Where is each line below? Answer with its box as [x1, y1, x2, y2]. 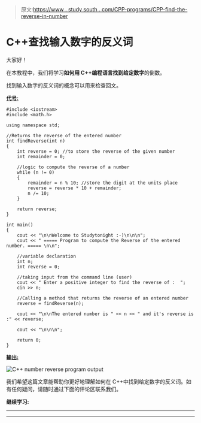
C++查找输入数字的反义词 [6, 35, 133, 49]
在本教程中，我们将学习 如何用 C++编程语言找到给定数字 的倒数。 [6, 69, 166, 76]
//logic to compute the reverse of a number [17, 164, 130, 170]
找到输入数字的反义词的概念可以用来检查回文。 [6, 81, 121, 89]
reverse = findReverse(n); [17, 300, 84, 306]
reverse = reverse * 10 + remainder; [28, 185, 121, 191]
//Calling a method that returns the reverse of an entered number [17, 295, 188, 301]
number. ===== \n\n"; [6, 243, 60, 249]
